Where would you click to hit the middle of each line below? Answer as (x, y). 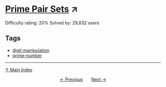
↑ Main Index (19, 70)
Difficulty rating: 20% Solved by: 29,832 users (52, 23)
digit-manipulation (31, 50)
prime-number (27, 55)
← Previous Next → (83, 79)
